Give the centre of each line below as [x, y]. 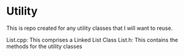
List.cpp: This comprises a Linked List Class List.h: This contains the [92, 40]
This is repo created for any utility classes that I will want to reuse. [90, 28]
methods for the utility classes [44, 46]
